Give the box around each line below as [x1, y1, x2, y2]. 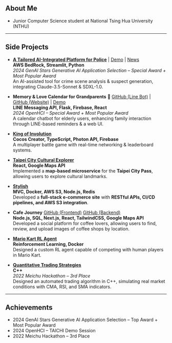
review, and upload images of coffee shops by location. [12, 225, 130, 232]
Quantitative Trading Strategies [12, 262, 81, 268]
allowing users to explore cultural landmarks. [12, 173, 107, 179]
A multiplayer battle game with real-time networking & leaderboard [12, 141, 154, 147]
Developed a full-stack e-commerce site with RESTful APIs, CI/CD [12, 194, 155, 200]
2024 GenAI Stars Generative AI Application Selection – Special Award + [12, 67, 166, 73]
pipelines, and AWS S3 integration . [12, 199, 89, 205]
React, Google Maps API [12, 162, 66, 168]
